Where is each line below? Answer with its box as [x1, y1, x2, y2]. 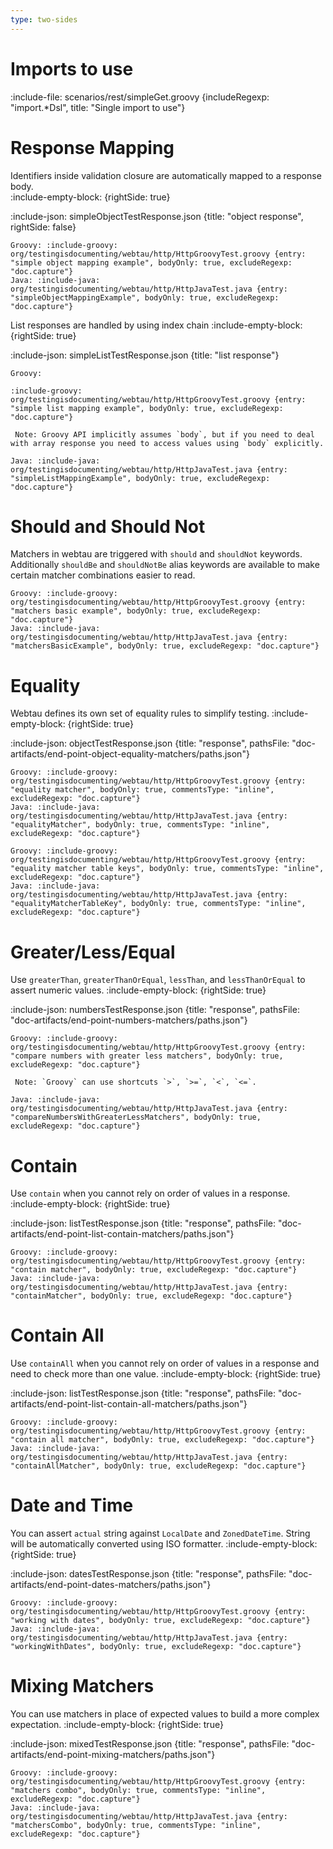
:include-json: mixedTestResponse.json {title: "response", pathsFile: [10, 1738, 290, 1750]
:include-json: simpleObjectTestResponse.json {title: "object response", [10, 210, 304, 222]
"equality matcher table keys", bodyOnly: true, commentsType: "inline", [10, 864, 325, 874]
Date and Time [10, 1494, 134, 1517]
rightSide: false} [10, 221, 77, 233]
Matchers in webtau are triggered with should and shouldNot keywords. [10, 548, 303, 560]
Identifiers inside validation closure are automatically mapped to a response [10, 169, 322, 181]
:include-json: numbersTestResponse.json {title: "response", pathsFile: [10, 1004, 300, 1016]
